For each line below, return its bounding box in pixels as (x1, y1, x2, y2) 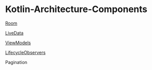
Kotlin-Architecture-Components (5, 4, 147, 15)
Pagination (5, 59, 28, 65)
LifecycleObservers (5, 49, 46, 55)
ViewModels (5, 39, 31, 46)
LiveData (5, 30, 24, 36)
